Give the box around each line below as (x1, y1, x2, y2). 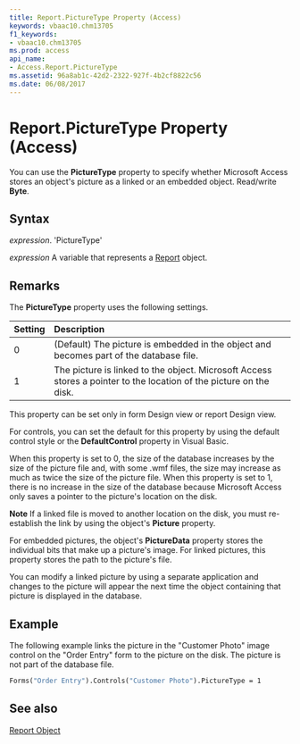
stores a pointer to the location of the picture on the (53, 375, 270, 388)
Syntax (9, 211, 50, 226)
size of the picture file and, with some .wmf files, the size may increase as (9, 463, 281, 473)
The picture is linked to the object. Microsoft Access (53, 364, 272, 376)
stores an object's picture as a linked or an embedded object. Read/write (9, 176, 277, 187)
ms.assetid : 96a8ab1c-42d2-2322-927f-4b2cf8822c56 (9, 71, 202, 80)
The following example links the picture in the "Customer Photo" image (9, 640, 271, 650)
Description (53, 323, 105, 336)
